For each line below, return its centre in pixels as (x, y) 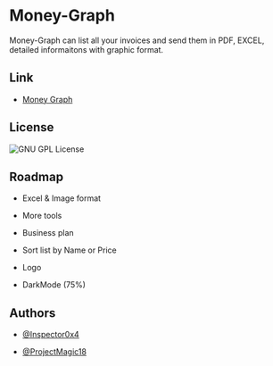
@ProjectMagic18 (54, 352)
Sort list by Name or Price (70, 250)
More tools (42, 216)
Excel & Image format (61, 198)
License (32, 127)
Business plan (48, 233)
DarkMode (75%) (54, 285)
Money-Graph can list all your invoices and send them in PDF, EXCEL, (137, 40)
